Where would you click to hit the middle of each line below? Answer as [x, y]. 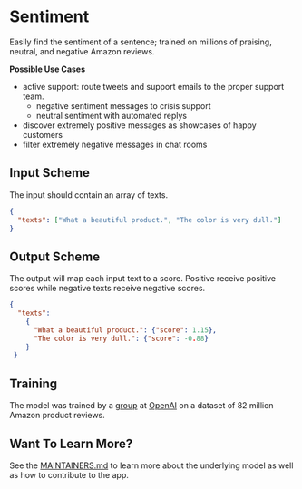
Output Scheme [55, 256]
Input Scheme [50, 173]
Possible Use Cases [48, 69]
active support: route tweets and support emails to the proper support [153, 86]
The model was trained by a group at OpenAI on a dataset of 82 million [141, 406]
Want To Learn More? [71, 443]
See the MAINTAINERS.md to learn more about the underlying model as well [151, 465]
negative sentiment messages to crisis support [123, 105]
